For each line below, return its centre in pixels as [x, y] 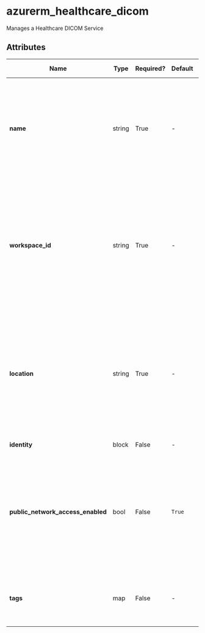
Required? [150, 68]
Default [182, 68]
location [21, 373]
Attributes [26, 47]
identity [21, 444]
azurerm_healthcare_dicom [78, 11]
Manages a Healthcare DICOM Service [55, 28]
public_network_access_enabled [58, 511]
